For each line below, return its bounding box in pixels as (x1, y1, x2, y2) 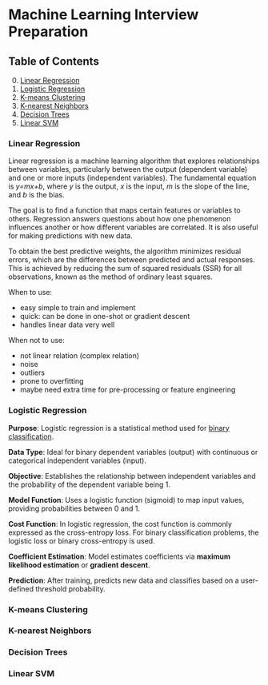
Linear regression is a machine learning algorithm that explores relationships (8, 156, 260, 165)
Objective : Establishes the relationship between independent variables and (8, 471, 256, 480)
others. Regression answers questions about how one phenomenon (8, 214, 231, 224)
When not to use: (8, 336, 66, 345)
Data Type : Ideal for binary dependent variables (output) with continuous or (8, 447, 258, 456)
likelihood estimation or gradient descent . (8, 560, 150, 569)
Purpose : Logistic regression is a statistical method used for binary (8, 423, 230, 432)
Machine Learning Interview (8, 6, 199, 24)
